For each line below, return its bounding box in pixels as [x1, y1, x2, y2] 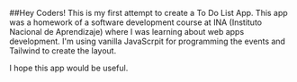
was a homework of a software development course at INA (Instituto [9, 17, 263, 28]
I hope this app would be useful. [9, 62, 129, 73]
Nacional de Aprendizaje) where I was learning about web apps [9, 27, 245, 37]
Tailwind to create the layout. [9, 45, 117, 56]
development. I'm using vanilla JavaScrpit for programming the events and [9, 36, 286, 46]
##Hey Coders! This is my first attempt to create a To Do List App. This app [9, 8, 288, 18]
